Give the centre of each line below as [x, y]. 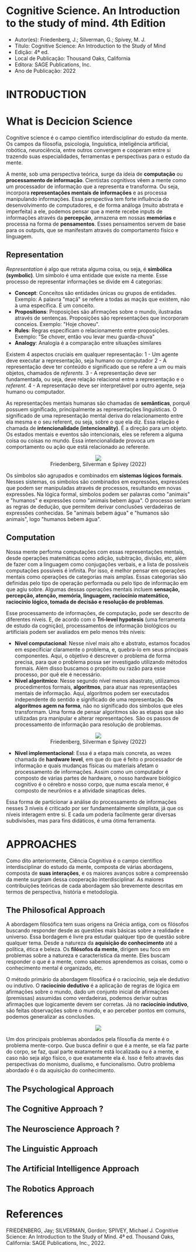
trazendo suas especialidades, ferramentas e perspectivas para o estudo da [98, 156]
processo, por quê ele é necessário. [58, 674]
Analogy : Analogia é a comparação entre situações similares [88, 343]
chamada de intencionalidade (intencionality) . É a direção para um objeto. [97, 428]
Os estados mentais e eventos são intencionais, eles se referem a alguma [94, 434]
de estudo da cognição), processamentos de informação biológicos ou [91, 625]
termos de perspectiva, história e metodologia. [62, 892]
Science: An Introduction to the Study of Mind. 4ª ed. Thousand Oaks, [90, 1236]
